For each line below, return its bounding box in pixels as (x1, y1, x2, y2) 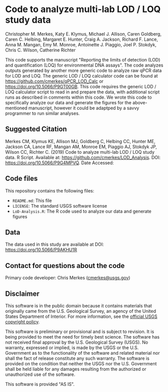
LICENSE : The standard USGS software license (12, 203, 107, 209)
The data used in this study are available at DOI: (5, 241, 104, 247)
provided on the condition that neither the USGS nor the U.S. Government (5, 361, 157, 366)
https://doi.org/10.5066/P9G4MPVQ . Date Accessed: (5, 160, 114, 166)
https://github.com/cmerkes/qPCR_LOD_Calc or (5, 78, 104, 84)
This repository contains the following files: (5, 187, 94, 193)
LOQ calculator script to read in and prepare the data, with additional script (5, 89, 160, 95)
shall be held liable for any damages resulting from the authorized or (5, 366, 146, 372)
